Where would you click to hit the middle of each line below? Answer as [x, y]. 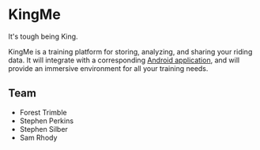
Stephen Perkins [46, 121]
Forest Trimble [43, 112]
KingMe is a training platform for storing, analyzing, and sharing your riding [130, 51]
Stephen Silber [44, 129]
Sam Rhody [38, 137]
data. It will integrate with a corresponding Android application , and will [124, 60]
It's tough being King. [43, 36]
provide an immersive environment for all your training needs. [108, 68]
